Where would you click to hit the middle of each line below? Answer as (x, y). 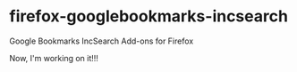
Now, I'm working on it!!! (54, 58)
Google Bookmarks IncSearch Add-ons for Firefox (102, 41)
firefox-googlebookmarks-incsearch (149, 16)
